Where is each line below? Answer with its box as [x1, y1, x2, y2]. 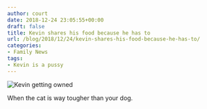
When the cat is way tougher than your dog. [7, 94, 133, 102]
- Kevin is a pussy [7, 61, 64, 68]
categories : [7, 42, 42, 49]
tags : [7, 55, 23, 62]
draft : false [7, 23, 45, 30]
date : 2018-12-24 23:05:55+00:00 [7, 17, 104, 23]
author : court [7, 10, 49, 17]
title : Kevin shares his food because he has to [7, 29, 151, 37]
